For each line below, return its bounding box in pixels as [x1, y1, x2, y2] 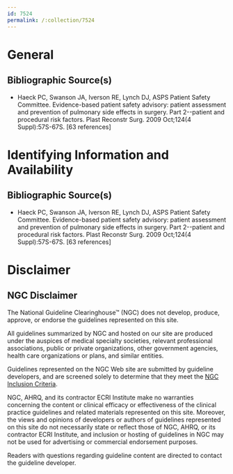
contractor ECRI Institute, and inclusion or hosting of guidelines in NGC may [7, 430, 224, 438]
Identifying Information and [7, 147, 169, 162]
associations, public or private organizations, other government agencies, [7, 344, 218, 352]
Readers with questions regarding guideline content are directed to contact [7, 451, 223, 459]
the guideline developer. [7, 458, 77, 467]
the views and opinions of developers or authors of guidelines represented [7, 415, 221, 424]
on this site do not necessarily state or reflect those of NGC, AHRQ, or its [7, 422, 216, 431]
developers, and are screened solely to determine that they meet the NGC [7, 372, 219, 381]
